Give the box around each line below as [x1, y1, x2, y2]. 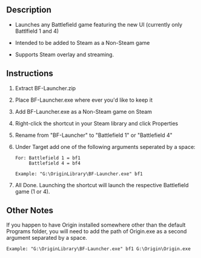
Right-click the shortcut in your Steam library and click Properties [15, 119, 179, 127]
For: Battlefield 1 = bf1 [15, 154, 81, 161]
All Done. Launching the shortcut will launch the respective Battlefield [15, 181, 189, 188]
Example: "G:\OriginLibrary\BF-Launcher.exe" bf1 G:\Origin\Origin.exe [6, 246, 191, 252]
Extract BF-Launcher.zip [15, 84, 76, 91]
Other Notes [6, 205, 53, 216]
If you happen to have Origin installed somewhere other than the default [6, 221, 186, 229]
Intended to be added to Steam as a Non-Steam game [15, 39, 150, 46]
